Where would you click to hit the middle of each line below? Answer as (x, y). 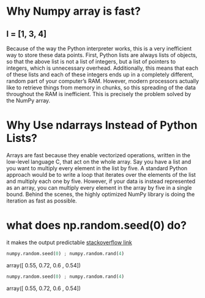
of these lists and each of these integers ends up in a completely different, (100, 74)
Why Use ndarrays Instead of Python (102, 125)
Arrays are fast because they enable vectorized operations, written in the (99, 155)
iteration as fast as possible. (42, 201)
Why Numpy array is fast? (73, 11)
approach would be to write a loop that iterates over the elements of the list (101, 174)
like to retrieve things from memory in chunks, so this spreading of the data (101, 88)
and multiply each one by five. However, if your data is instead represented (101, 181)
